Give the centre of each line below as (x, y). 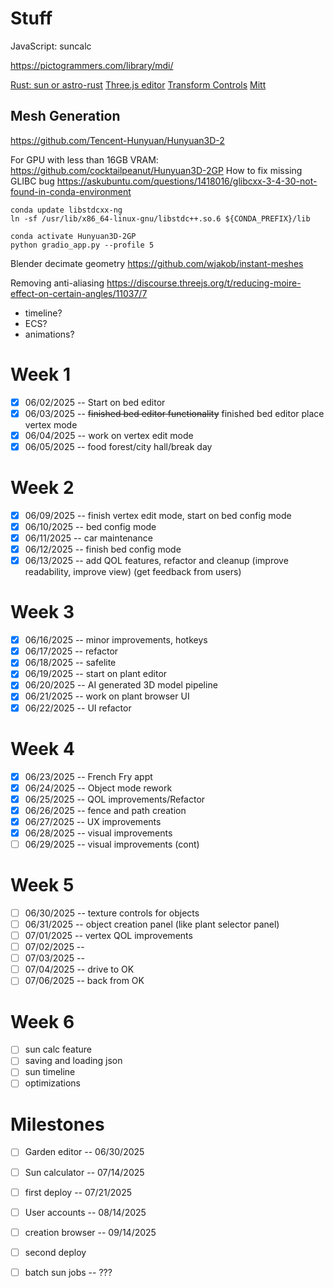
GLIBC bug (32, 181)
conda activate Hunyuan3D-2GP (73, 236)
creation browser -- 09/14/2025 (90, 1232)
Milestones (57, 1124)
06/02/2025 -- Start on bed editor (95, 402)
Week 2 (42, 488)
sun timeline (50, 1072)
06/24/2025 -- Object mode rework (98, 788)
